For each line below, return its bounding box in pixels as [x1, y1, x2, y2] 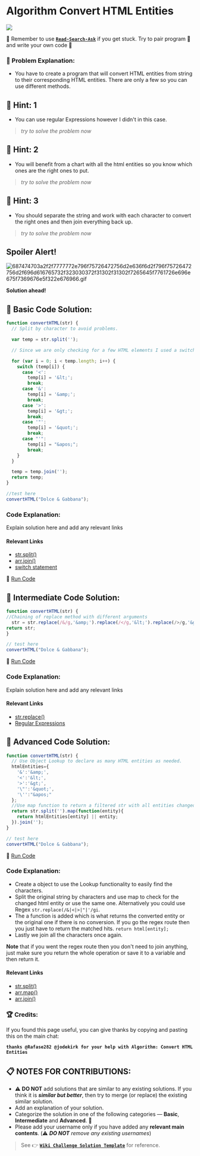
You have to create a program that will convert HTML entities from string [14, 70, 192, 77]
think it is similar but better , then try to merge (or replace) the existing [14, 1091, 187, 1099]
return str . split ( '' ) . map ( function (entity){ [11, 808, 124, 814]
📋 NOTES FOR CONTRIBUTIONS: [6, 1066, 131, 1077]
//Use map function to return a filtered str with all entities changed [11, 802, 196, 809]
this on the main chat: [6, 1032, 60, 1040]
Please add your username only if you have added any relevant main [14, 1123, 185, 1130]
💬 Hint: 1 [6, 100, 37, 110]
